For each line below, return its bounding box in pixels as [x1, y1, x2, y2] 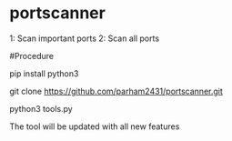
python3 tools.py [9, 103, 73, 114]
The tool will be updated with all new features [9, 121, 180, 132]
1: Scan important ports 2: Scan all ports [9, 33, 160, 44]
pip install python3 [9, 67, 79, 79]
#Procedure [9, 50, 55, 61]
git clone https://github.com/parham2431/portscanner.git [9, 86, 223, 96]
